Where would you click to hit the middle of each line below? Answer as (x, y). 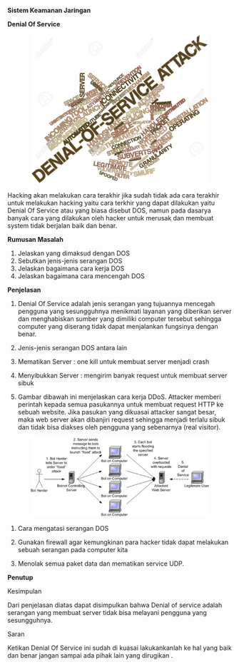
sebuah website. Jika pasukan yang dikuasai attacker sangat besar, (117, 412)
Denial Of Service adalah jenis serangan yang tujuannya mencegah (116, 303)
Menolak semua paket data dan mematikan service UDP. (101, 564)
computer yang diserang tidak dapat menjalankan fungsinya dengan (118, 326)
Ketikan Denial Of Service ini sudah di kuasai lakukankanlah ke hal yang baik (119, 648)
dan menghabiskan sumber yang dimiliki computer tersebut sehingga (119, 319)
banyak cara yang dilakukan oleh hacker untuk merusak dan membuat (111, 218)
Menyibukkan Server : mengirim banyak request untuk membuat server (122, 375)
